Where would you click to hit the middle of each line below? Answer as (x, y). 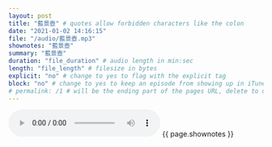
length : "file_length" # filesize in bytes (83, 69)
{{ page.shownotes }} (198, 134)
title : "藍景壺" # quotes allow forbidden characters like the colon (126, 23)
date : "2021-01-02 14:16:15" (57, 31)
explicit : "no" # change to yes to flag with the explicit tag (117, 76)
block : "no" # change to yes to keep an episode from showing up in (126, 83)
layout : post (30, 16)
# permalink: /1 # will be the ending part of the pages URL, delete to (134, 91)
